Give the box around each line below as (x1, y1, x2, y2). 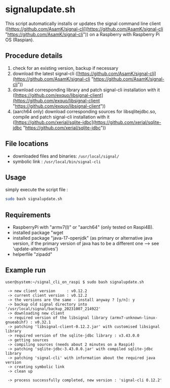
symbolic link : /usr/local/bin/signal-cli (12, 158, 101, 164)
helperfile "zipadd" (12, 251, 52, 257)
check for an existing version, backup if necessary (12, 65, 118, 71)
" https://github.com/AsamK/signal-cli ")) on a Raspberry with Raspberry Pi (5, 31, 160, 37)
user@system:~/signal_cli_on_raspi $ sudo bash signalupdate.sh (5, 279, 144, 284)
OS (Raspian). (5, 37, 35, 43)
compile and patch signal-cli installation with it (12, 114, 110, 120)
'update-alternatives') (12, 246, 58, 252)
